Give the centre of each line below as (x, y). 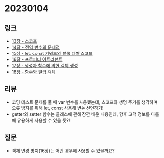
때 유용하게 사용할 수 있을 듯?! (41, 120)
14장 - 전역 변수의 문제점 (36, 47)
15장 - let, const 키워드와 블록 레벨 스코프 (52, 53)
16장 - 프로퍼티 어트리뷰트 (37, 59)
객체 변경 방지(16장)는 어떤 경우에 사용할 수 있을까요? (63, 150)
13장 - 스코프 (24, 41)
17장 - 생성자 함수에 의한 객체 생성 (45, 66)
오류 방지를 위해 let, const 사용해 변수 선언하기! (58, 108)
